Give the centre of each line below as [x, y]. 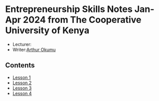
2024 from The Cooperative [82, 20]
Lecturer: [22, 44]
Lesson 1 [22, 77]
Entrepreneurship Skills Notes [69, 9]
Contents [20, 65]
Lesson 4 [22, 93]
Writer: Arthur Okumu [34, 49]
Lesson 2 [22, 82]
